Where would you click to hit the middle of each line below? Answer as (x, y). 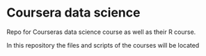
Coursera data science (73, 13)
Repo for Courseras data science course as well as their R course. (101, 32)
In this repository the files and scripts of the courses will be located (103, 45)
